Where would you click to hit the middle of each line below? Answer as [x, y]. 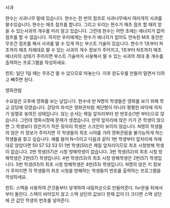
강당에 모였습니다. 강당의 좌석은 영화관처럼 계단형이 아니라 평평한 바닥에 [82, 107]
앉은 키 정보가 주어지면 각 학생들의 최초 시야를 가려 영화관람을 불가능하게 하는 [87, 133]
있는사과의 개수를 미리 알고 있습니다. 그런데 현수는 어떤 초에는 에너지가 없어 [90, 31]
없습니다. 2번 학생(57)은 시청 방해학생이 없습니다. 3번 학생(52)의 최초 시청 [84, 152]
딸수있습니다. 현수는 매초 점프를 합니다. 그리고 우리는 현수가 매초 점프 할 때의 [81, 25]
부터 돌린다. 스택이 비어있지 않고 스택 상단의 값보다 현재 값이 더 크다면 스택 [79, 194]
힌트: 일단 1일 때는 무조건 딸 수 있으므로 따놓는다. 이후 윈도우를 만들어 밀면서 [80, 73]
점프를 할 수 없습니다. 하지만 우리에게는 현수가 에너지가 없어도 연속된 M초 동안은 [84, 37]
